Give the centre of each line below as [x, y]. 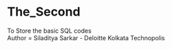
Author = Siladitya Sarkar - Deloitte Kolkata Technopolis [86, 37]
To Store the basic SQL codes [49, 31]
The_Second [44, 12]
